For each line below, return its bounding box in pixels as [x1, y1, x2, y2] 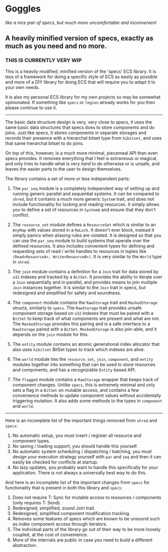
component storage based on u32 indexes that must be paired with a [12, 310, 153, 316]
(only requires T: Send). [12, 499, 61, 505]
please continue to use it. [5, 105, 57, 111]
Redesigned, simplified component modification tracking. [12, 510, 130, 516]
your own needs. [5, 84, 40, 90]
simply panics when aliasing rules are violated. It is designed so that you [12, 232, 161, 238]
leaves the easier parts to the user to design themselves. [5, 166, 122, 172]
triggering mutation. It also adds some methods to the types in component [12, 397, 162, 403]
